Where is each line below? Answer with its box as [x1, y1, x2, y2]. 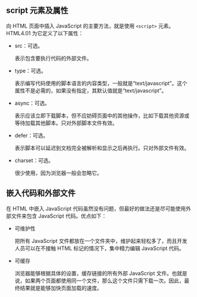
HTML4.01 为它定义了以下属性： [6, 29, 84, 36]
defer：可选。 [14, 132, 49, 139]
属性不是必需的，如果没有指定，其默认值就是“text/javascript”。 [14, 87, 167, 94]
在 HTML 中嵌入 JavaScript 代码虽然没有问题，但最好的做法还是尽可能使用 [6, 205, 186, 212]
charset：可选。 [14, 156, 54, 163]
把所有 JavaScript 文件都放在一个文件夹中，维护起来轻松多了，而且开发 [14, 237, 188, 244]
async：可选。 [14, 99, 50, 106]
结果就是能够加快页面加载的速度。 [19, 284, 103, 291]
